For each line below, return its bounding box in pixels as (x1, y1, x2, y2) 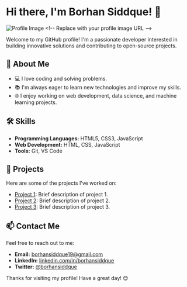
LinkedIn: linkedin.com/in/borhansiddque (14, 257, 115, 264)
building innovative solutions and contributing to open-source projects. (6, 42, 177, 49)
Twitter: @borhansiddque (14, 263, 77, 271)
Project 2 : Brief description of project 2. (14, 197, 110, 204)
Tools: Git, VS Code (14, 147, 63, 154)
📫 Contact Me (6, 221, 60, 231)
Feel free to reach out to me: (6, 240, 75, 247)
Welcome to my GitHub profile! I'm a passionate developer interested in (6, 36, 178, 43)
